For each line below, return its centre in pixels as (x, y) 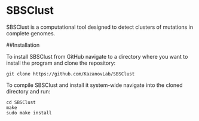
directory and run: (28, 91)
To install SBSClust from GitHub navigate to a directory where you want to (97, 56)
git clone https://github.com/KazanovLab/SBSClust (71, 74)
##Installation (23, 45)
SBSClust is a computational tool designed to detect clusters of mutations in (99, 27)
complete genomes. (31, 33)
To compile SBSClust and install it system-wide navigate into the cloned (94, 85)
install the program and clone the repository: (61, 63)
